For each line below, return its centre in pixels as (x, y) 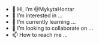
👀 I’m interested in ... (37, 15)
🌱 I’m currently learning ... (44, 22)
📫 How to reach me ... (40, 35)
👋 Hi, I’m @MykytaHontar (43, 9)
